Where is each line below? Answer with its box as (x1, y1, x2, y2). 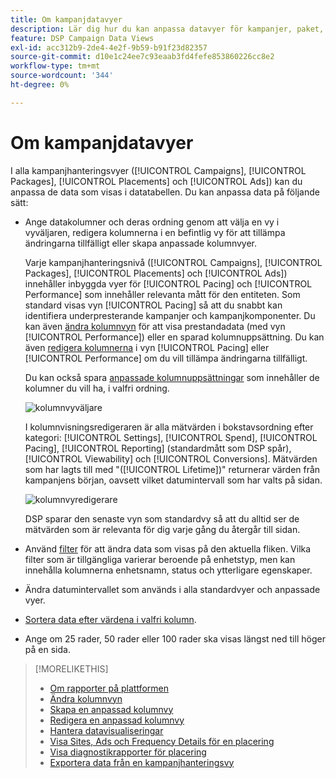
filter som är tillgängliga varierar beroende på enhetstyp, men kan (24, 553, 296, 565)
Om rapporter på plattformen (49, 682, 169, 694)
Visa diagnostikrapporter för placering (49, 746, 207, 758)
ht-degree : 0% (10, 80, 70, 90)
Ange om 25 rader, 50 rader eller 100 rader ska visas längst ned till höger (24, 632, 326, 645)
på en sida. (24, 643, 71, 655)
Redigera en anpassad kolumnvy (49, 714, 185, 726)
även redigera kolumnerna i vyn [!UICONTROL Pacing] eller (24, 341, 270, 353)
